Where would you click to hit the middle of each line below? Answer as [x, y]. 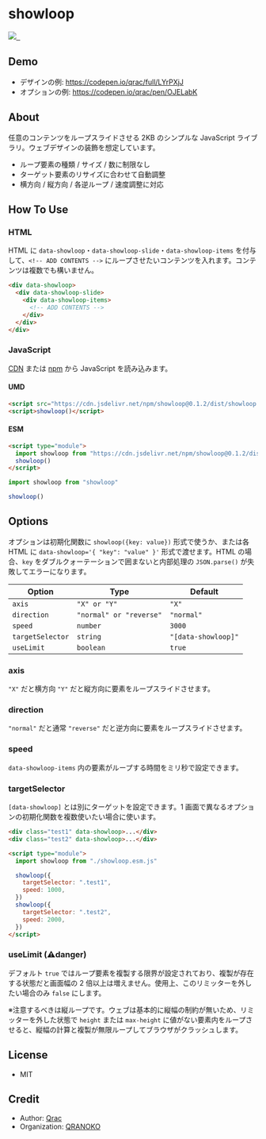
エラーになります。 [60, 571]
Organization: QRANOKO [60, 1127]
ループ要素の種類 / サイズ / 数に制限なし [85, 164]
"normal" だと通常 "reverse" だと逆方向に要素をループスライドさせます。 [127, 728]
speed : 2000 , [44, 919]
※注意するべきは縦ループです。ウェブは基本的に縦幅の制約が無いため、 [124, 1010]
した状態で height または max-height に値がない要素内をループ [144, 1019]
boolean [91, 647]
